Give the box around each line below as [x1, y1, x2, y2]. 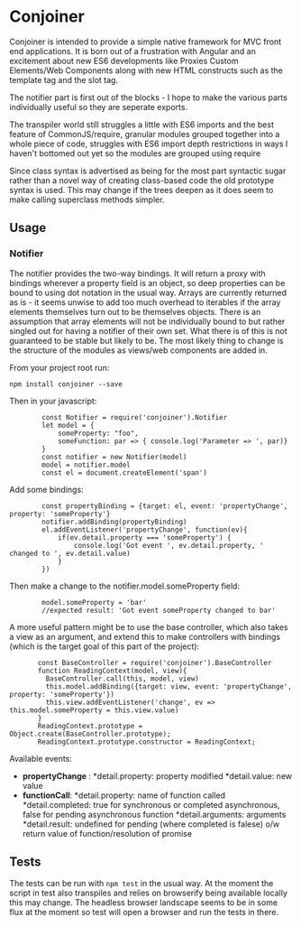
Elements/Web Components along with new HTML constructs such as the [9, 65, 284, 76]
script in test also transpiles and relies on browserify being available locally [9, 887, 288, 899]
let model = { [41, 421, 95, 430]
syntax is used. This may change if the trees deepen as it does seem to [9, 184, 274, 195]
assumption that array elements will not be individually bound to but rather [9, 316, 286, 327]
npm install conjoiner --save [9, 379, 123, 389]
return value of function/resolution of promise [22, 828, 192, 838]
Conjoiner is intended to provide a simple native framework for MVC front [9, 36, 282, 47]
